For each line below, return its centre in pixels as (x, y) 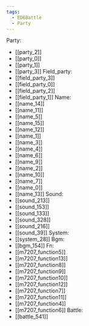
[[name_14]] (30, 104)
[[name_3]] (29, 143)
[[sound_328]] (33, 220)
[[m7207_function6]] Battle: (49, 310)
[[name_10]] (30, 175)
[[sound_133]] (32, 214)
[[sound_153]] (32, 207)
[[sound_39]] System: (42, 233)
